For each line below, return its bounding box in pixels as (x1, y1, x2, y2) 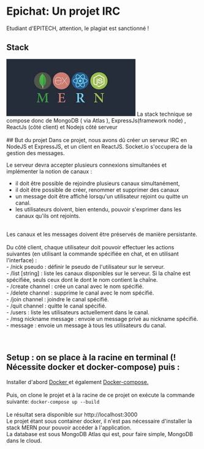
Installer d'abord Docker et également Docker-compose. (6, 378, 149, 385)
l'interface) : (6, 256, 37, 264)
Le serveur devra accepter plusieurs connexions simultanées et (6, 161, 167, 168)
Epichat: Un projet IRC (6, 4, 121, 18)
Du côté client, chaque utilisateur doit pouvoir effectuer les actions (6, 243, 175, 251)
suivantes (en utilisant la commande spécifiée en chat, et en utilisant (6, 250, 179, 257)
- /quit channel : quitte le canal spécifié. (6, 302, 107, 309)
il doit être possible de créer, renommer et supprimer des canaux (15, 186, 179, 194)
